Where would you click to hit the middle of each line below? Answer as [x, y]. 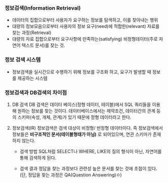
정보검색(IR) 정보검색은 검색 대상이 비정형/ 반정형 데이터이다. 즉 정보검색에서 [87, 128]
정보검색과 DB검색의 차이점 [36, 92]
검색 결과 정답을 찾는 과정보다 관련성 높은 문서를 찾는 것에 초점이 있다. [88, 168]
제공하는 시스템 [32, 78]
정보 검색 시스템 [23, 60]
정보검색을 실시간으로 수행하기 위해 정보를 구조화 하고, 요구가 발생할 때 [81, 71]
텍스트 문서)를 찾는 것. [43, 45]
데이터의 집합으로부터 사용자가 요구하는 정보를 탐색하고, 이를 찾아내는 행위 [85, 20]
